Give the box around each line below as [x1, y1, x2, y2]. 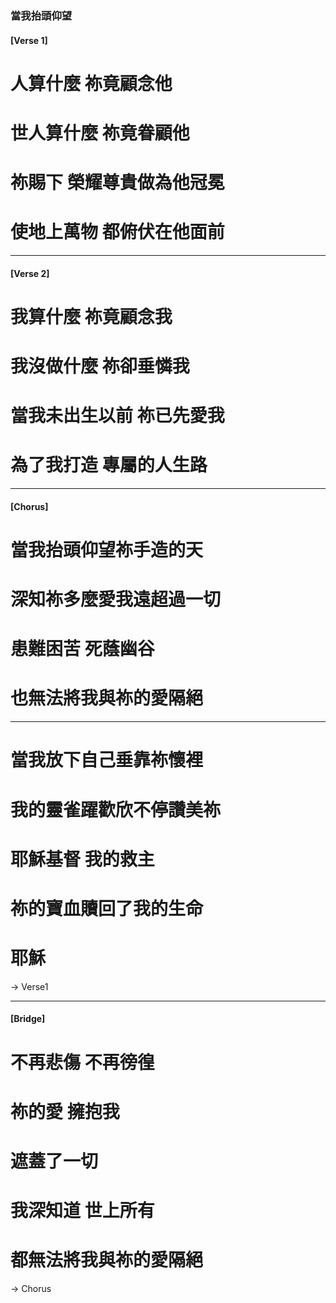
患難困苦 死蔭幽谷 [10, 638, 155, 661]
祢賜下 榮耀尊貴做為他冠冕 [10, 172, 225, 194]
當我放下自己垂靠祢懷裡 [10, 749, 204, 772]
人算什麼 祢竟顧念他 [10, 72, 173, 95]
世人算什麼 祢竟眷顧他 [10, 122, 190, 144]
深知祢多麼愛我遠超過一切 [10, 588, 222, 611]
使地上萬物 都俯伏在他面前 [10, 221, 225, 244]
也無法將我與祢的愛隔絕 [10, 687, 204, 710]
